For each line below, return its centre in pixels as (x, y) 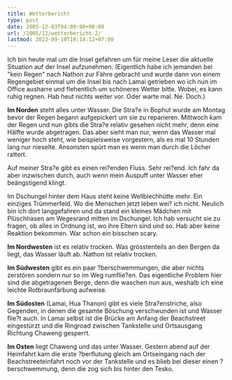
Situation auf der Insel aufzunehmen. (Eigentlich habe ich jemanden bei (110, 67)
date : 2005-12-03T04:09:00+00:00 (56, 26)
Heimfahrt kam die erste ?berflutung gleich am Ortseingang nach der (107, 354)
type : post (23, 20)
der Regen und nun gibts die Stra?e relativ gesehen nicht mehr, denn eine (113, 125)
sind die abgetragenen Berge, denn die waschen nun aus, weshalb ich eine (115, 282)
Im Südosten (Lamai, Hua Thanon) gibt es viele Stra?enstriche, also (105, 303)
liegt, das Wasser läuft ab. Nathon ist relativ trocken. (82, 254)
